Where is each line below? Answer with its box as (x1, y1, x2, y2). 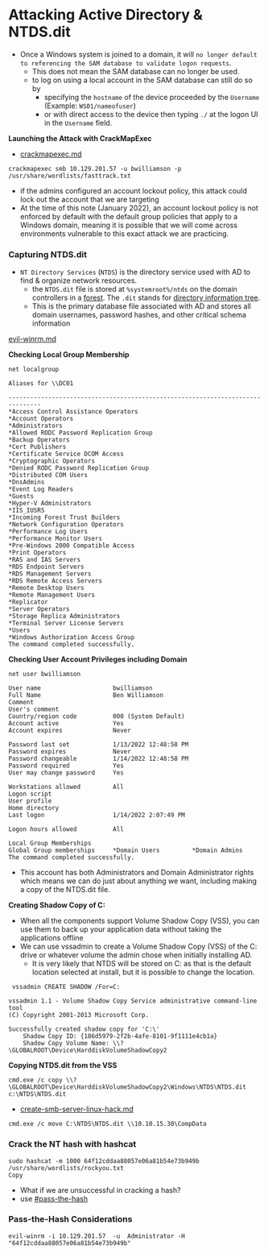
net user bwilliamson (8, 671, 81, 679)
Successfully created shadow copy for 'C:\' (8, 1025, 160, 1033)
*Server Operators (8, 605, 70, 613)
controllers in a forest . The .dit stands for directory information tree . (31, 293, 261, 303)
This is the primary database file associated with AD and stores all (31, 301, 251, 311)
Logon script (8, 790, 52, 799)
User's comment (8, 705, 60, 714)
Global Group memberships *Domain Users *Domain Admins (8, 846, 243, 855)
